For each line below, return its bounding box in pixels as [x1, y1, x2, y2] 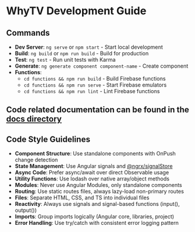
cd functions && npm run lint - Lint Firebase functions [23, 88, 161, 94]
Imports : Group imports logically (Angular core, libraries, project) [14, 213, 174, 220]
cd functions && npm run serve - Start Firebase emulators [23, 81, 167, 88]
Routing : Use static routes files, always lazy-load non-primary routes [14, 188, 184, 195]
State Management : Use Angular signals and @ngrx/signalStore [14, 163, 173, 170]
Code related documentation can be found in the [6, 105, 190, 115]
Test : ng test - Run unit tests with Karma [14, 56, 116, 63]
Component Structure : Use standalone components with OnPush [14, 150, 176, 157]
